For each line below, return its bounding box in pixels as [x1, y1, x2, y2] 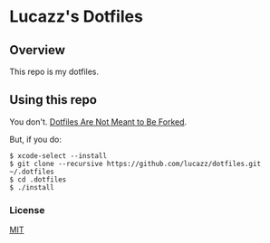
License [9, 203, 45, 216]
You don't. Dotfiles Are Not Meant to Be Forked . [9, 116, 188, 127]
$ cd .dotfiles [9, 174, 67, 184]
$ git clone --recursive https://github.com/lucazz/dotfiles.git [9, 159, 261, 168]
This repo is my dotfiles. [9, 66, 100, 77]
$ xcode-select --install [9, 151, 107, 160]
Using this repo [9, 92, 98, 107]
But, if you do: [9, 134, 62, 145]
